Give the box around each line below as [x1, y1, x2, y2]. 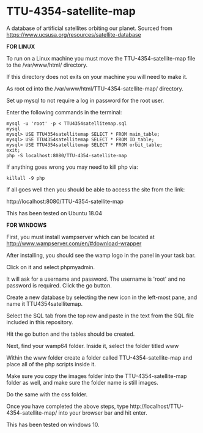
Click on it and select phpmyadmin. [6, 263, 95, 270]
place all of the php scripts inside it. [6, 360, 96, 368]
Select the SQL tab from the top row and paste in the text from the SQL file [6, 312, 194, 319]
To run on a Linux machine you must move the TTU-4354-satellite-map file [6, 54, 196, 62]
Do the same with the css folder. [6, 390, 88, 398]
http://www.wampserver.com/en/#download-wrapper [6, 240, 142, 247]
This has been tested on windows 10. [6, 421, 100, 428]
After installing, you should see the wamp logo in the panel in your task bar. [6, 251, 196, 259]
